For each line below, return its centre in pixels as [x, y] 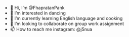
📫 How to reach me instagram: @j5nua [51, 29]
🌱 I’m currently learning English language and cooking [66, 18]
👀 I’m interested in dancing [38, 13]
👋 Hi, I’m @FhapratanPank [37, 8]
